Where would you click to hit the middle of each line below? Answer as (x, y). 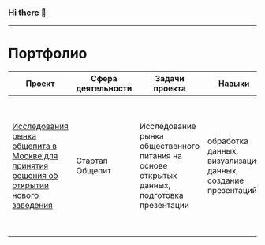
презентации (164, 206)
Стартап (92, 161)
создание (226, 180)
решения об (35, 176)
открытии (31, 186)
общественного (170, 147)
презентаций (233, 191)
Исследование (168, 127)
